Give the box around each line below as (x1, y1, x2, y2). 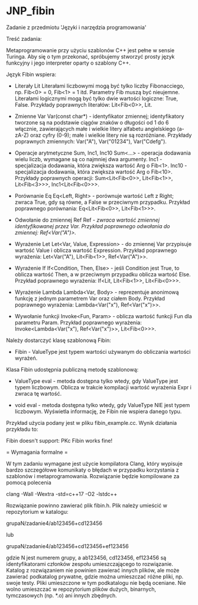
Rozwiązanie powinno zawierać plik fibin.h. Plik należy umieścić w (6, 502, 167, 509)
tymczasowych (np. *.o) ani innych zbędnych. (6, 591, 117, 599)
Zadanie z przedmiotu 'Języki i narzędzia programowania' (6, 24, 147, 31)
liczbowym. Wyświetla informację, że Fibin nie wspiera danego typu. (14, 408, 182, 415)
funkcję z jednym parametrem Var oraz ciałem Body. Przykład (14, 295, 165, 302)
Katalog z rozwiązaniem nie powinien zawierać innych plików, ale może (6, 566, 180, 574)
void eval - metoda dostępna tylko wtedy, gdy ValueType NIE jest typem (14, 401, 190, 408)
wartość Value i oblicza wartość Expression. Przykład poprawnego (14, 247, 177, 254)
